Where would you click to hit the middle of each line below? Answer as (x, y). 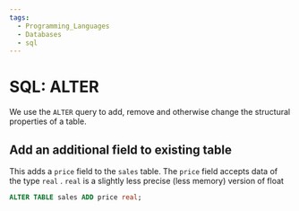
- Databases (40, 34)
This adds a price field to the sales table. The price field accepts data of (144, 171)
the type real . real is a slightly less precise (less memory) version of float (147, 181)
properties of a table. (48, 121)
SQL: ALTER (55, 87)
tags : (19, 18)
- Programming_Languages (64, 26)
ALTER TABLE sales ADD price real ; (76, 198)
